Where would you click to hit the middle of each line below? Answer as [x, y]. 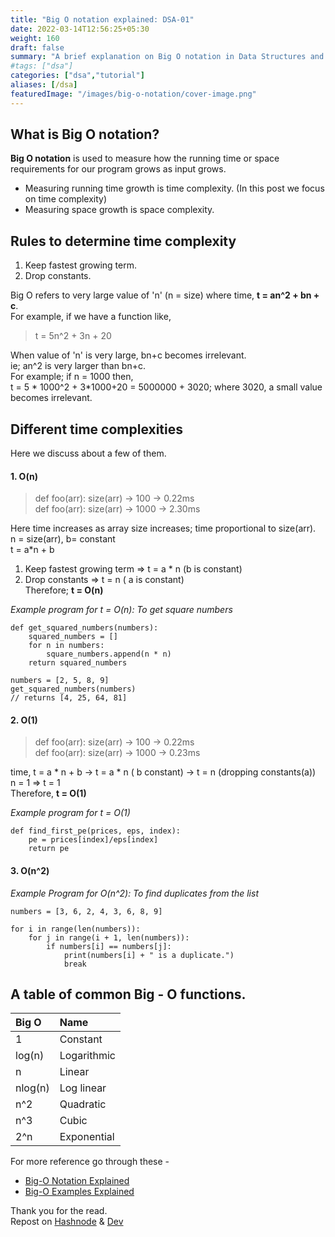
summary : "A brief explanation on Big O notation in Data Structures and [167, 57]
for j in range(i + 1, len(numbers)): [109, 937]
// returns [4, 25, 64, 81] [69, 698]
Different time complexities [97, 429]
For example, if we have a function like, [91, 317]
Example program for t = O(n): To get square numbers [121, 610]
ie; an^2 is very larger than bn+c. [78, 366]
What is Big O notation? [85, 134]
